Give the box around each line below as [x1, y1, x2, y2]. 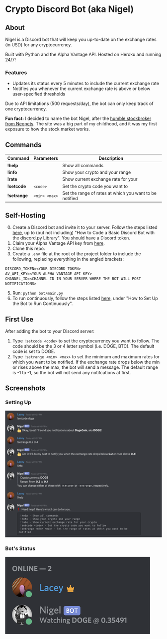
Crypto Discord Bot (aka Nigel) [5, 3, 134, 15]
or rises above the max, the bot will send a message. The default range [12, 364, 158, 370]
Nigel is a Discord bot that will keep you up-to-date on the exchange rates [5, 36, 157, 42]
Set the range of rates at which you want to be [62, 190, 157, 196]
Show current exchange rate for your [62, 176, 138, 182]
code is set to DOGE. [12, 348, 56, 354]
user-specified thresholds [12, 91, 66, 97]
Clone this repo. [12, 245, 45, 252]
